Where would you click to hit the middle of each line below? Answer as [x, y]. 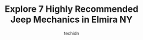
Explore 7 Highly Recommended [71, 9]
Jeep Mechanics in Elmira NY [71, 20]
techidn [71, 33]
